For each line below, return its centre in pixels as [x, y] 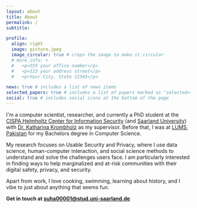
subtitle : [18, 28]
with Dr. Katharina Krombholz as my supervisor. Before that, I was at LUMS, [97, 127]
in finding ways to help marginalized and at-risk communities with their [91, 163]
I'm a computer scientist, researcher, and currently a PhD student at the [92, 114]
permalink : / [22, 22]
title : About [22, 17]
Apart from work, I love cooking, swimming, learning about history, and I [93, 181]
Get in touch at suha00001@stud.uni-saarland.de [68, 198]
